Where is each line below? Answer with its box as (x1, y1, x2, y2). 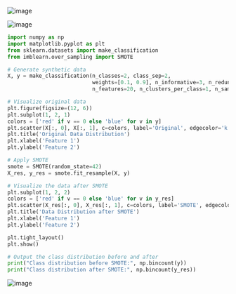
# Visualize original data (7, 98, 86, 105)
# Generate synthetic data (7, 66, 86, 73)
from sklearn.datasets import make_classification (7, 46, 159, 54)
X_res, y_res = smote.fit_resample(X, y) (7, 169, 131, 177)
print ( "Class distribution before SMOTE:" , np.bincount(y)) (7, 260, 188, 267)
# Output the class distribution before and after (7, 253, 159, 260)
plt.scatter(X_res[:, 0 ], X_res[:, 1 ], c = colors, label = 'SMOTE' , (7, 202, 202, 209)
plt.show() (7, 241, 39, 248)
